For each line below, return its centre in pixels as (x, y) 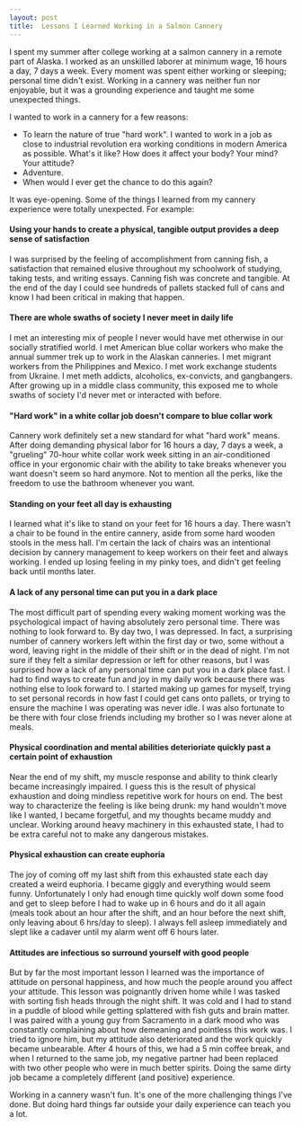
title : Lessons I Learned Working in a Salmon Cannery (116, 26)
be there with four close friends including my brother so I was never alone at (151, 717)
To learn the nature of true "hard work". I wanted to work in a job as (147, 134)
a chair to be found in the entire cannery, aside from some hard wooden (142, 533)
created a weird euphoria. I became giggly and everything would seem (140, 884)
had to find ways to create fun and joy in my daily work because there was (147, 678)
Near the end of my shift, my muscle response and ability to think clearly (144, 776)
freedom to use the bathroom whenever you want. (102, 483)
